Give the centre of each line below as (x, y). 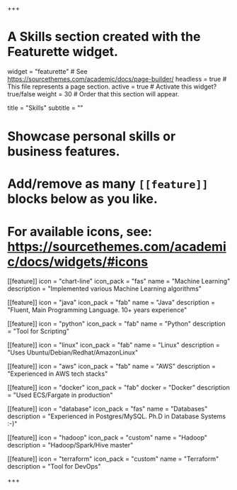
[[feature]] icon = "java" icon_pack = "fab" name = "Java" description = (111, 303)
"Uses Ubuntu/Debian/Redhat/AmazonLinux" (73, 352)
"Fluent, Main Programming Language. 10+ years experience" (97, 310)
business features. (64, 151)
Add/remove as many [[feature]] (108, 184)
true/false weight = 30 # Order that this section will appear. (93, 94)
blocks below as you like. (82, 199)
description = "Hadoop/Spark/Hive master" (70, 445)
